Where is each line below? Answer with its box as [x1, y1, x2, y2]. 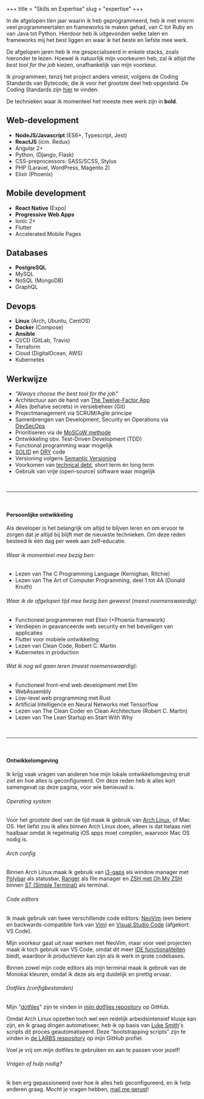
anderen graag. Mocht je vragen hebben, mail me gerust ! [6, 1086, 149, 1093]
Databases [6, 248, 49, 258]
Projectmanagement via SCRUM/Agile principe [15, 410, 132, 417]
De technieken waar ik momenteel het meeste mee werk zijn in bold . [6, 98, 178, 105]
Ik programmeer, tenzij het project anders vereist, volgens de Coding [6, 73, 178, 80]
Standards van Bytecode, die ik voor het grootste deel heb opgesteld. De [6, 79, 189, 87]
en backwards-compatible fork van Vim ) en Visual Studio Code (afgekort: [6, 920, 190, 928]
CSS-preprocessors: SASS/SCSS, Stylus [15, 157, 117, 165]
